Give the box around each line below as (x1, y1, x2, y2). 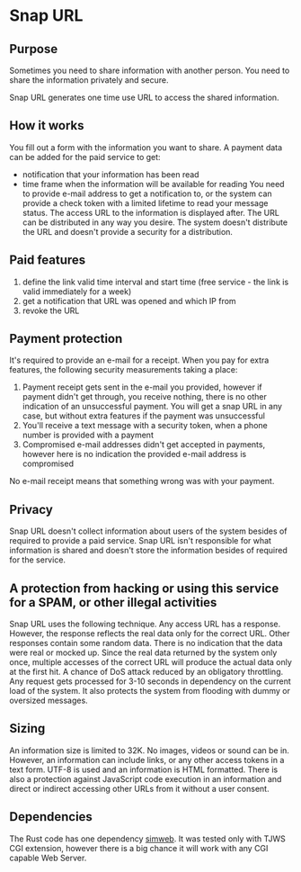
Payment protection (9, 331, 123, 346)
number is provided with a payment (22, 429, 155, 441)
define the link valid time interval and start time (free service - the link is (22, 276, 289, 287)
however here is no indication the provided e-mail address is (22, 449, 247, 460)
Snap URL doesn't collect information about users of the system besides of (9, 526, 288, 536)
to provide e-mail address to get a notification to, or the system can (22, 188, 272, 199)
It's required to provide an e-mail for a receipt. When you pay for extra (9, 355, 270, 365)
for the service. (9, 554, 66, 565)
